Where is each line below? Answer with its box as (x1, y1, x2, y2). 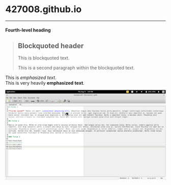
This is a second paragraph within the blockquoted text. (17, 65, 135, 71)
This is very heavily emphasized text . (5, 80, 85, 86)
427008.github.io (5, 4, 82, 15)
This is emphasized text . (5, 75, 57, 81)
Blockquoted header (17, 42, 84, 50)
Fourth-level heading (5, 27, 51, 33)
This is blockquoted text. (17, 55, 70, 61)
